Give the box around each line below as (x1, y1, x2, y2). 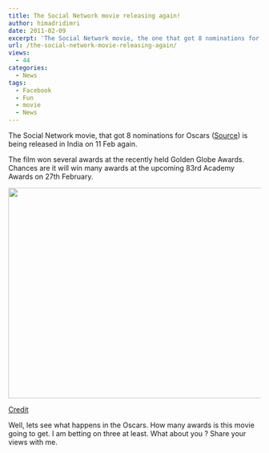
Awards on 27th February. (8, 172, 94, 181)
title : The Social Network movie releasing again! (8, 11, 181, 20)
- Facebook (15, 86, 52, 95)
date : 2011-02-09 (8, 26, 66, 34)
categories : (8, 64, 48, 72)
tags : (8, 79, 26, 87)
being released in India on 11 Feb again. (8, 140, 138, 148)
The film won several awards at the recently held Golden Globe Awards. (8, 155, 245, 164)
